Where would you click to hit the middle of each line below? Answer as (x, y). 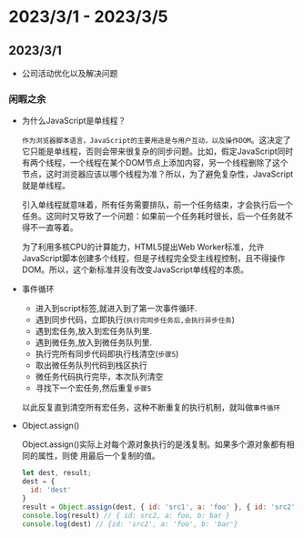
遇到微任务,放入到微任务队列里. (93, 342)
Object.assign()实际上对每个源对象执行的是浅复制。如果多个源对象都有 (154, 444)
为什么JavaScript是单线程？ (74, 121)
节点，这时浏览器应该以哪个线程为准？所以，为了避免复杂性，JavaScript (157, 174)
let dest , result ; (56, 473)
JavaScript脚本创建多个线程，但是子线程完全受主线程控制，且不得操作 (153, 259)
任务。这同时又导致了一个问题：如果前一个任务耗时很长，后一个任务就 (153, 217)
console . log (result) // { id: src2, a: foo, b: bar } (126, 515)
